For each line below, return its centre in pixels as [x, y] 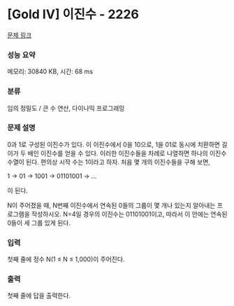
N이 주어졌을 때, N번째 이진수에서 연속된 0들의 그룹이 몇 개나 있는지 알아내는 [111, 205]
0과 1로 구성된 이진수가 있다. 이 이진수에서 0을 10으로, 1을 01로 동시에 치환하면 [114, 144]
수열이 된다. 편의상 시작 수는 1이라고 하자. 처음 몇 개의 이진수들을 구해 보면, [109, 162]
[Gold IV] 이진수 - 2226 [73, 14]
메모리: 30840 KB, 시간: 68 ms [50, 71]
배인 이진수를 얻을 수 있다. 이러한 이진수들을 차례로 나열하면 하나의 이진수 [127, 153]
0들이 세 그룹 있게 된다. [39, 223]
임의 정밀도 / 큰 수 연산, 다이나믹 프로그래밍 [66, 108]
